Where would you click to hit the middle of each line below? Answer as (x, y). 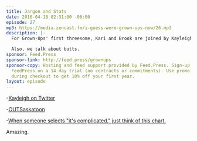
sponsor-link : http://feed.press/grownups (59, 60)
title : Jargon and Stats (36, 11)
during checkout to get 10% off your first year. (73, 76)
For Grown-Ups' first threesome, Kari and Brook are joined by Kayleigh (102, 38)
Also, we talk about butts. (46, 49)
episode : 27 (21, 22)
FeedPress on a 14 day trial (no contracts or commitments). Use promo (101, 70)
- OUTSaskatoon (26, 110)
